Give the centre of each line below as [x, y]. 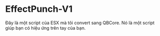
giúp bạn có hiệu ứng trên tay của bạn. [45, 28]
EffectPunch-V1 [39, 9]
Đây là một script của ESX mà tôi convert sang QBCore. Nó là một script [80, 23]
